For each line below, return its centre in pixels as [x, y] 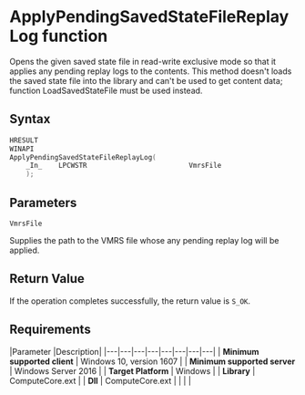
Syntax [30, 119]
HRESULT [24, 140]
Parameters [43, 203]
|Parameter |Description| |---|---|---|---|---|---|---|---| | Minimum [134, 351]
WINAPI [22, 149]
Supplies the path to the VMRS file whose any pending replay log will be [144, 240]
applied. [25, 250]
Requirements [50, 330]
